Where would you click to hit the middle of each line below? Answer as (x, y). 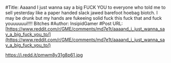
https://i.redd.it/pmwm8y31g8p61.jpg (44, 55)
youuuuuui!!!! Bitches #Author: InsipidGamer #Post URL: (64, 23)
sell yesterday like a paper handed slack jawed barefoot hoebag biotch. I (82, 13)
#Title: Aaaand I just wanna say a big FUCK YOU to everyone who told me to (86, 7)
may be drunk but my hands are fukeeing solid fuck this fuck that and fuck (84, 18)
